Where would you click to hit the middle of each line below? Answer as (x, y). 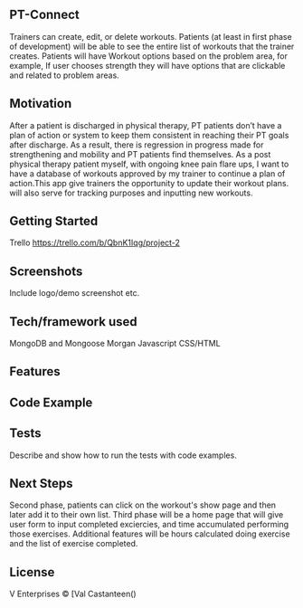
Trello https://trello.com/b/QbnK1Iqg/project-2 (95, 242)
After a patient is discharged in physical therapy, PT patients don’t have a (146, 125)
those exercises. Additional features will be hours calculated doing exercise (150, 534)
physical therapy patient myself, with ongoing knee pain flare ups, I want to (149, 164)
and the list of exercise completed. (74, 544)
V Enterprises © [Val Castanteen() (73, 594)
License (32, 572)
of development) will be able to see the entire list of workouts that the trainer (152, 46)
